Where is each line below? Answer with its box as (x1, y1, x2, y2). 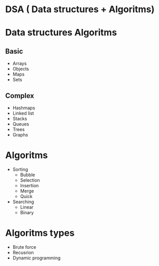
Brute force (12, 244, 36, 250)
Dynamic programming (12, 255, 61, 261)
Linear (20, 204, 34, 210)
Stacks (12, 116, 27, 121)
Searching (12, 198, 34, 205)
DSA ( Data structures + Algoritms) (5, 4, 155, 15)
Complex (5, 91, 34, 100)
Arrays (12, 60, 27, 66)
